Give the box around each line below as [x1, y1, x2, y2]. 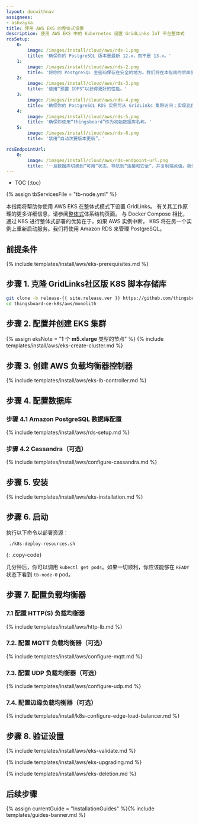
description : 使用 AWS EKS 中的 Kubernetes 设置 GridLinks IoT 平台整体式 [6, 31, 185, 37]
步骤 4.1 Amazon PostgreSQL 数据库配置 [6, 415, 122, 423]
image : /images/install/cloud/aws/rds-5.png [27, 113, 139, 119]
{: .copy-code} [6, 551, 42, 558]
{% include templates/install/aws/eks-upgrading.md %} [6, 759, 142, 766]
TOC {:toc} [14, 179, 41, 186]
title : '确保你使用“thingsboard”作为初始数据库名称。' [27, 119, 152, 125]
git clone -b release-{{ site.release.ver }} [6, 295, 120, 301]
